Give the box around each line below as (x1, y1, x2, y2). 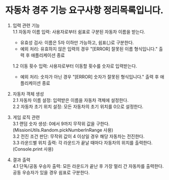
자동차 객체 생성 (12, 91, 44, 97)
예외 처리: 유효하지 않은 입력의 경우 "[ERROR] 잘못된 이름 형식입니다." (20, 46, 158, 52)
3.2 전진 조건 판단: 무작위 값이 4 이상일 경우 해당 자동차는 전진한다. (12, 133, 145, 139)
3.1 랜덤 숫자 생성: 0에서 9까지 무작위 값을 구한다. (12, 120, 110, 127)
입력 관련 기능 (12, 22, 40, 28)
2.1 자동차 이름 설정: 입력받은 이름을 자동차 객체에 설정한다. (12, 97, 129, 103)
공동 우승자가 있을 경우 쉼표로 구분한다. (12, 169, 90, 175)
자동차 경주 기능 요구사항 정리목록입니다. (5, 5, 163, 16)
